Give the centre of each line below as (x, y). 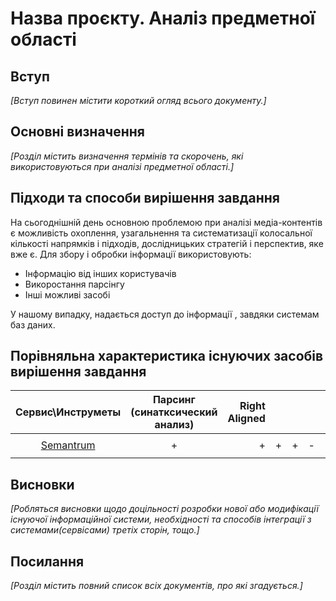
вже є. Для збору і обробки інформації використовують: (131, 254)
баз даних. (33, 324)
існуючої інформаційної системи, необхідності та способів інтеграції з (161, 519)
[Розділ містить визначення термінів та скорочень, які (127, 156)
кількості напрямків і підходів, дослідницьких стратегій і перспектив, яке (167, 243)
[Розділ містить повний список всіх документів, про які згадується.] (156, 586)
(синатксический (174, 412)
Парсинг (174, 400)
